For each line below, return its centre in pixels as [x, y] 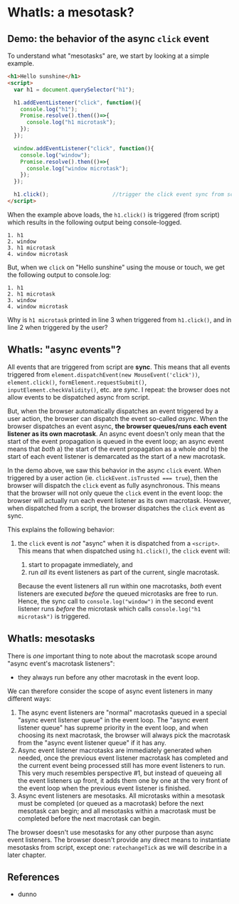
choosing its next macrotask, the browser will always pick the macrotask [124, 735]
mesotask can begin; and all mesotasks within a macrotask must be [117, 811]
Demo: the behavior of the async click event [108, 39]
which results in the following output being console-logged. [95, 222]
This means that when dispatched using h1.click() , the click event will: [124, 551]
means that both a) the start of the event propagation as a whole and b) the [118, 449]
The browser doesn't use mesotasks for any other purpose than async [111, 832]
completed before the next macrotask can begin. [89, 818]
